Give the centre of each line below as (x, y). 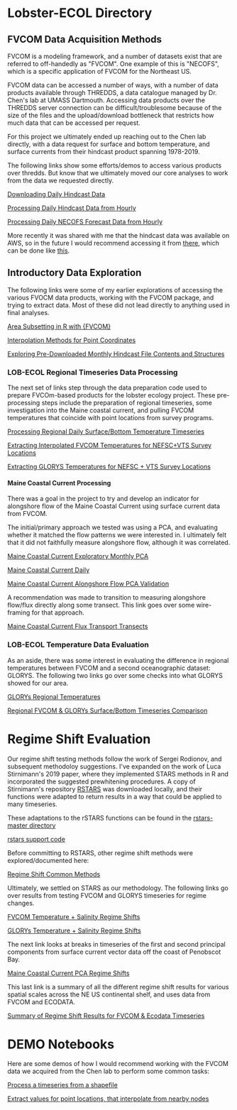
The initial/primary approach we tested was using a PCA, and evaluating (112, 527)
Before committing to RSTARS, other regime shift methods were (100, 852)
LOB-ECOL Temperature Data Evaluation (78, 645)
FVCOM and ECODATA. (42, 1001)
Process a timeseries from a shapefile (63, 1085)
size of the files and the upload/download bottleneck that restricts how (111, 115)
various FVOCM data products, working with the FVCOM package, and (111, 297)
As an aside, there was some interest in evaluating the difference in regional (118, 660)
